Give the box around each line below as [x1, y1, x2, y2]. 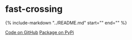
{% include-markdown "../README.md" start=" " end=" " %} [5, 20, 127, 26]
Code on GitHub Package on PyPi [5, 29, 74, 35]
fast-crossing [5, 3, 63, 15]
